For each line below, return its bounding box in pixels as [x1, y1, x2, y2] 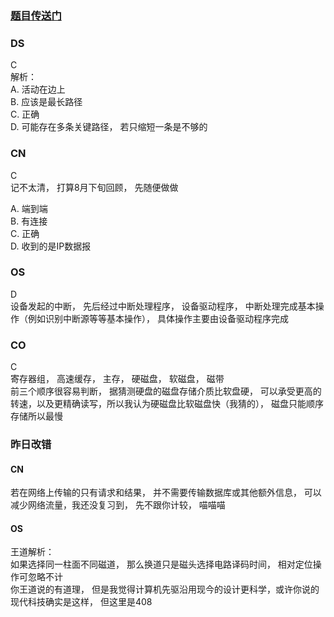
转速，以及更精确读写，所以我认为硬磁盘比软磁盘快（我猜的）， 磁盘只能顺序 [10, 398, 324, 410]
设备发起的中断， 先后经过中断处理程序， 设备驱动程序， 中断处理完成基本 [10, 300, 316, 312]
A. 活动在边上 [10, 83, 66, 96]
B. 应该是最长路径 [10, 96, 83, 108]
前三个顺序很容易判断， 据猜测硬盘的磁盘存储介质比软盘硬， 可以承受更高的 [10, 385, 322, 397]
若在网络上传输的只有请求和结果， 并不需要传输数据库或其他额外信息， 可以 [10, 487, 322, 499]
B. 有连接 [10, 215, 48, 227]
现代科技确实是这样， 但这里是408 [10, 596, 153, 608]
